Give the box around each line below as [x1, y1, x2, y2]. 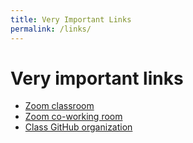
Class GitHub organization [24, 121, 133, 133]
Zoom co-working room [24, 111, 123, 123]
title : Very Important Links [10, 14, 132, 25]
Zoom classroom [24, 100, 95, 112]
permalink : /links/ [10, 24, 92, 34]
